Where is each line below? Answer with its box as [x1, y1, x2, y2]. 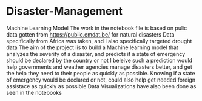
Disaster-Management [6, 4, 123, 18]
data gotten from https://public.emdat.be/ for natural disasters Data [6, 30, 175, 38]
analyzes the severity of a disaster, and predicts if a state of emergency [6, 50, 186, 57]
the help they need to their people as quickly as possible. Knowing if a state [6, 69, 195, 77]
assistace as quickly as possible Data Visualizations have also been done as [6, 82, 197, 89]
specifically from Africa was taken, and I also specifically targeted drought [6, 37, 192, 44]
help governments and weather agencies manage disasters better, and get [6, 63, 193, 71]
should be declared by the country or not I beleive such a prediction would [6, 57, 193, 64]
